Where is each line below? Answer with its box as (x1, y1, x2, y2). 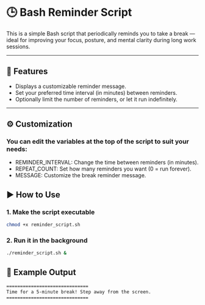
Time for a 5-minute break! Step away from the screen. (6, 288, 151, 295)
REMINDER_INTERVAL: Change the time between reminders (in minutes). (15, 159, 199, 166)
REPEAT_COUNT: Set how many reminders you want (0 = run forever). (15, 165, 192, 172)
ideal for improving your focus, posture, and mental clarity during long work (6, 36, 196, 43)
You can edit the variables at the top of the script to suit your (6, 138, 189, 146)
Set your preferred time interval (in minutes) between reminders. (15, 89, 178, 96)
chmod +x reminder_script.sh (6, 222, 81, 228)
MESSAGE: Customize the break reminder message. (15, 172, 146, 179)
